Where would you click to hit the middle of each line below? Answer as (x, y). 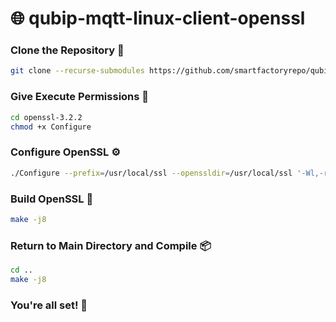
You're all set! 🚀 (49, 305)
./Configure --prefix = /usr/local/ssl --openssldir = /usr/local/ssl (151, 173)
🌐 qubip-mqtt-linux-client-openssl (158, 18)
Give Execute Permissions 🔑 (80, 97)
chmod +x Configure (51, 127)
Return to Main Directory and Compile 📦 (111, 245)
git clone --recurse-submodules (77, 71)
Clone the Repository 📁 (67, 50)
